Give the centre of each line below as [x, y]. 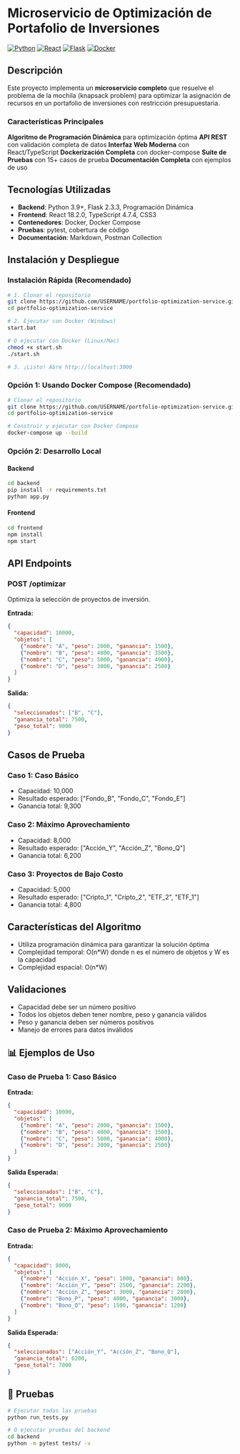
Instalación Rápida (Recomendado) [70, 280]
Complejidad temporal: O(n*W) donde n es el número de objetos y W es [124, 952]
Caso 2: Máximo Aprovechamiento [69, 825]
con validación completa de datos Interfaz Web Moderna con [99, 145]
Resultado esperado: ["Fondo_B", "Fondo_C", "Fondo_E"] [101, 799]
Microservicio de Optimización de [110, 13]
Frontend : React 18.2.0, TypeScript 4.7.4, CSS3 [87, 214]
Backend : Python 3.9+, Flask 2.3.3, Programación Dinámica [106, 207]
